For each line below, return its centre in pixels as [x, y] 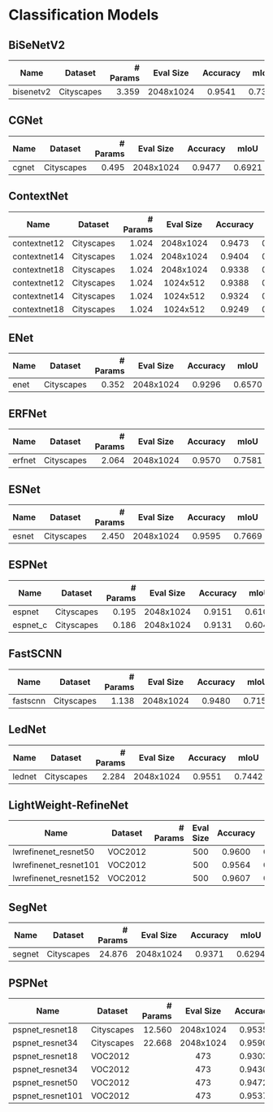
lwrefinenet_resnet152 [56, 879]
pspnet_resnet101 [48, 1096]
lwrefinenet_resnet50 [54, 852]
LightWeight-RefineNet [69, 805]
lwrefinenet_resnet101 [56, 866]
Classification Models [84, 15]
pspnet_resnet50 [45, 1082]
